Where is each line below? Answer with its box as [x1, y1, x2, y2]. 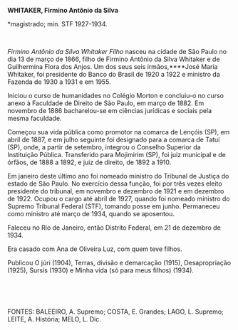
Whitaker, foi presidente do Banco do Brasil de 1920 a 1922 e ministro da [7, 70, 221, 78]
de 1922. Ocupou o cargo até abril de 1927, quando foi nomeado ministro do [7, 195, 230, 203]
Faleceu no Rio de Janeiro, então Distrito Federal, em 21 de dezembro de [7, 223, 221, 232]
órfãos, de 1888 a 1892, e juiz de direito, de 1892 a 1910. [7, 158, 172, 166]
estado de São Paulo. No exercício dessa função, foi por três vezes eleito [7, 179, 222, 188]
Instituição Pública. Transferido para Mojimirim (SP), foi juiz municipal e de [7, 151, 226, 159]
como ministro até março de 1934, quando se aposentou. [7, 210, 175, 218]
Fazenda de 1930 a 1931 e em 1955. [7, 78, 112, 86]
